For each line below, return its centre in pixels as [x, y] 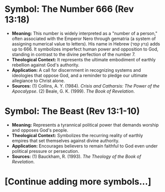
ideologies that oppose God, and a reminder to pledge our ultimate [80, 75]
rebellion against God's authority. [45, 65]
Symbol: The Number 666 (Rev [69, 9]
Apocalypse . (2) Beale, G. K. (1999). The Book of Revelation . [73, 91]
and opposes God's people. [40, 130]
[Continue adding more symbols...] [78, 182]
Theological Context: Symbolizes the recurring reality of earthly [77, 135]
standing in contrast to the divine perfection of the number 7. [74, 54]
